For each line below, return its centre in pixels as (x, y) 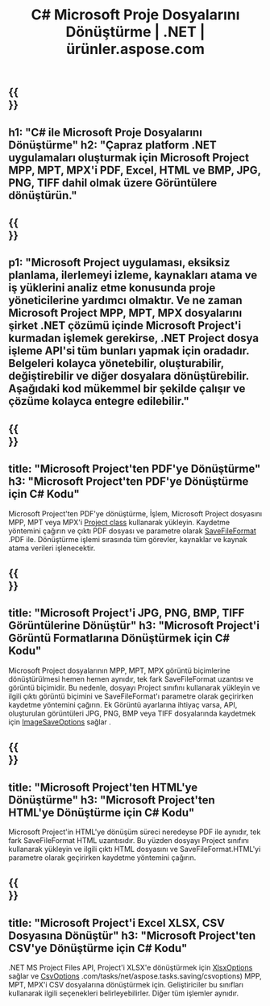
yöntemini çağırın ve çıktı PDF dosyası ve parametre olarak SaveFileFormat (132, 531)
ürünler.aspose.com (135, 49)
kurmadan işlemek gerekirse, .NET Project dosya (134, 338)
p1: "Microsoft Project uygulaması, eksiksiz (119, 263)
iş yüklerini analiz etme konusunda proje (112, 288)
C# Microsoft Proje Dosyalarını (135, 15)
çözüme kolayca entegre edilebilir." (99, 401)
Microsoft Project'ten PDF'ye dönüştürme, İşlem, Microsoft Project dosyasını (135, 513)
